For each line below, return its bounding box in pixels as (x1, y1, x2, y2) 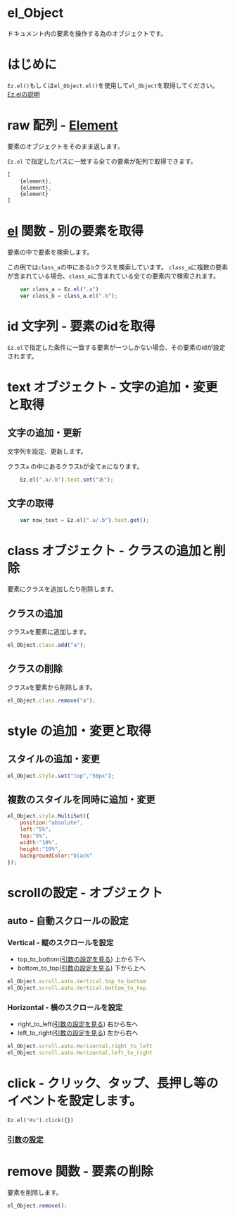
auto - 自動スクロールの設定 (7, 915, 129, 927)
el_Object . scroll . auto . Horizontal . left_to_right (7, 1050, 153, 1057)
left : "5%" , (20, 826, 52, 833)
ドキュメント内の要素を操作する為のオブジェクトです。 (7, 29, 167, 37)
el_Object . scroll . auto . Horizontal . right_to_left (7, 1042, 153, 1050)
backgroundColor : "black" (20, 852, 93, 859)
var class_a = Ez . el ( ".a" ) (20, 286, 99, 293)
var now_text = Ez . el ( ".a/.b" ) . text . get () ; (20, 516, 150, 523)
